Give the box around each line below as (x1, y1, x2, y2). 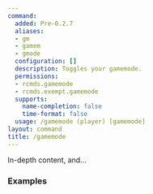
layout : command (7, 125, 62, 133)
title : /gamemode (7, 132, 66, 140)
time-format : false (22, 110, 88, 119)
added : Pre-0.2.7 (15, 19, 74, 28)
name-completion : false (22, 102, 103, 110)
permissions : (15, 72, 59, 80)
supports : (15, 95, 48, 103)
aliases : (15, 27, 45, 35)
